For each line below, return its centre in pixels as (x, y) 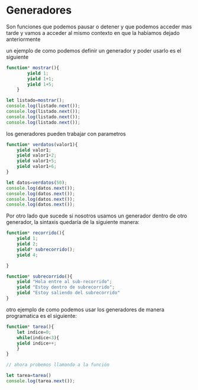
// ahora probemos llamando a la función (58, 365)
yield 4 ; (27, 255)
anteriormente (23, 39)
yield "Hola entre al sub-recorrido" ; (64, 282)
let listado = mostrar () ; (35, 100)
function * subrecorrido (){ (39, 276)
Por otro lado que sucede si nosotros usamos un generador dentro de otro (97, 216)
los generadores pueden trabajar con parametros (66, 134)
